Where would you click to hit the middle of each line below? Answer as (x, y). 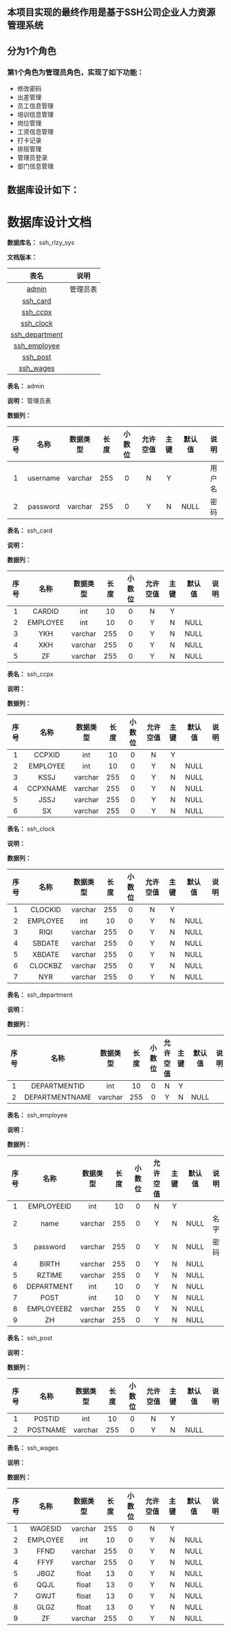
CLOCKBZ (46, 966)
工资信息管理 (35, 132)
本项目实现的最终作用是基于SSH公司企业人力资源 (111, 12)
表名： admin (26, 386)
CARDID (46, 611)
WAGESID (46, 1529)
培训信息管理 (35, 115)
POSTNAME (47, 1430)
